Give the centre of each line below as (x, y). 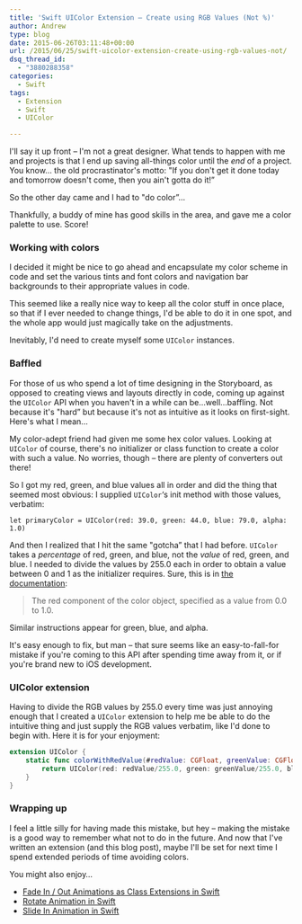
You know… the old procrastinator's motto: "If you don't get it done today (145, 171)
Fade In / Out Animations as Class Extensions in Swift (121, 892)
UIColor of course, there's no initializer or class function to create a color (144, 448)
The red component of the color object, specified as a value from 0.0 (159, 600)
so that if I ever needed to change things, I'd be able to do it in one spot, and (151, 313)
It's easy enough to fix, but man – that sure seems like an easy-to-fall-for (144, 644)
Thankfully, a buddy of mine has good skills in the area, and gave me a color (151, 215)
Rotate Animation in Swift (69, 901)
